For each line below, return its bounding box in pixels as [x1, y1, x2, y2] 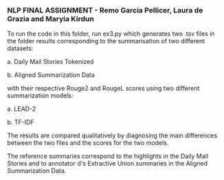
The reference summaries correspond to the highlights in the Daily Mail [7, 152, 208, 160]
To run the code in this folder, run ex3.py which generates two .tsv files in [7, 30, 215, 38]
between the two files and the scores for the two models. [7, 139, 169, 147]
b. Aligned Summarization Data [7, 71, 95, 79]
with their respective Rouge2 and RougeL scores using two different [7, 85, 200, 93]
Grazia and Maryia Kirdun [7, 14, 94, 23]
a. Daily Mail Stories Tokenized [7, 58, 94, 66]
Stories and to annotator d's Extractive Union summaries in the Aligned [7, 159, 208, 168]
